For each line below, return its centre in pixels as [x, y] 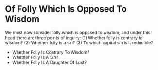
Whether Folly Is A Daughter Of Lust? [49, 62]
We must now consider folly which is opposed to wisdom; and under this [78, 32]
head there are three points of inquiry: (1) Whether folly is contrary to [74, 38]
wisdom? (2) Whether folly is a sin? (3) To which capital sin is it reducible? [79, 42]
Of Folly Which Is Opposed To [66, 9]
